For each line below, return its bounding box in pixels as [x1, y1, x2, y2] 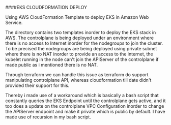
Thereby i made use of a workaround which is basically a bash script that [5, 92, 159, 98]
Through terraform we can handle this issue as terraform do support [5, 72, 149, 78]
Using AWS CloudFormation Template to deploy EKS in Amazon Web [5, 14, 149, 20]
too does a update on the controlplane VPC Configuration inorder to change [5, 103, 164, 109]
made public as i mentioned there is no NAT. [5, 62, 98, 68]
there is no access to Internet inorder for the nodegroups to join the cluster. [5, 40, 163, 46]
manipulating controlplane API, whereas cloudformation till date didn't [5, 77, 152, 83]
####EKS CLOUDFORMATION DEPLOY [5, 5, 88, 10]
